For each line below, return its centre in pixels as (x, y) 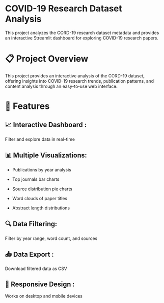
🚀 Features (27, 106)
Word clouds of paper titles (40, 198)
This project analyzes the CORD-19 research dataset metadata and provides (82, 33)
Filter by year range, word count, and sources (51, 238)
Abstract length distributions (41, 208)
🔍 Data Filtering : (31, 224)
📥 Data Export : (29, 254)
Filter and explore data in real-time (40, 139)
